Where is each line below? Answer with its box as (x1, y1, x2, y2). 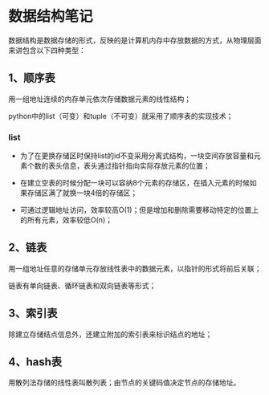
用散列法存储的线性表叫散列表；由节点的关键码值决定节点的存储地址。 (8, 378, 241, 388)
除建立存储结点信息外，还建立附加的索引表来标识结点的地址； (8, 329, 213, 339)
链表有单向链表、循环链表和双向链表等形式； (8, 280, 157, 290)
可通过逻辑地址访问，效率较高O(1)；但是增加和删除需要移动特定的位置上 (19, 206, 259, 215)
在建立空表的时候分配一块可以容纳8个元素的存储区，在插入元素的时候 (19, 178, 251, 188)
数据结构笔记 (8, 7, 94, 26)
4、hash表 (8, 355, 63, 369)
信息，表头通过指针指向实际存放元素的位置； (62, 161, 210, 171)
